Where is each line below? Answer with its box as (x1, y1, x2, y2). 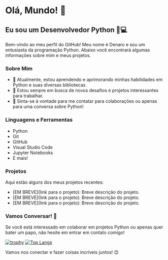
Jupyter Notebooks (12, 150, 53, 156)
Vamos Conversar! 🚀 (5, 212, 57, 219)
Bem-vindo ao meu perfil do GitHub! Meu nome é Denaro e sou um (5, 42, 146, 47)
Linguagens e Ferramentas (5, 117, 73, 124)
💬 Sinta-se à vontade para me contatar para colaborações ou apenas (12, 98, 157, 104)
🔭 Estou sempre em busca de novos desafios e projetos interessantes (12, 88, 159, 94)
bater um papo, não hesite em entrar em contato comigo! (5, 229, 125, 236)
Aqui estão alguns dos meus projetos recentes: (5, 179, 104, 185)
